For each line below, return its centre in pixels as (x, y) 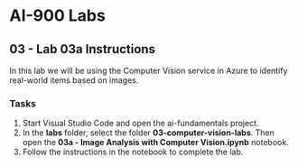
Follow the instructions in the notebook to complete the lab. (133, 152)
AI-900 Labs (57, 16)
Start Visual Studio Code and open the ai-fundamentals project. (140, 124)
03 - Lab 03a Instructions (83, 49)
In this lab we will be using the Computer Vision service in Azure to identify (149, 70)
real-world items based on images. (74, 80)
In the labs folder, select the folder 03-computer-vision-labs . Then (149, 133)
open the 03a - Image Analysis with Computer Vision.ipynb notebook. (155, 143)
